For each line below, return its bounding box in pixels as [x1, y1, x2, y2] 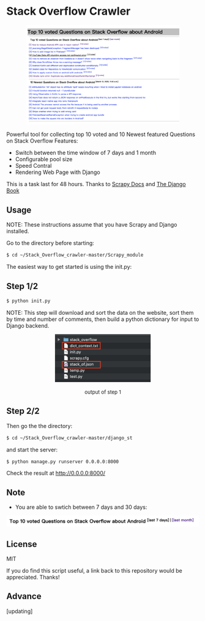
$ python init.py [6, 298, 51, 304]
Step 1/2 [6, 280, 39, 292]
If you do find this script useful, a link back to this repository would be [6, 567, 182, 574]
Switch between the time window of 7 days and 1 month [15, 149, 156, 157]
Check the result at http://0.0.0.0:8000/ [6, 470, 106, 477]
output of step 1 [84, 388, 121, 396]
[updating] [6, 608, 33, 615]
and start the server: [6, 446, 58, 453]
